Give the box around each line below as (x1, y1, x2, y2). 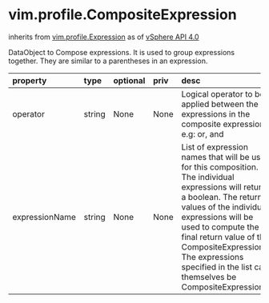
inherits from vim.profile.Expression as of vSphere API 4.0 (8, 32, 199, 42)
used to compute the (181, 221, 259, 233)
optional (113, 74, 146, 86)
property (12, 74, 47, 86)
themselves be (181, 271, 237, 282)
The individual (181, 171, 235, 182)
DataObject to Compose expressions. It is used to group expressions (8, 47, 235, 57)
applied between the (181, 98, 259, 110)
